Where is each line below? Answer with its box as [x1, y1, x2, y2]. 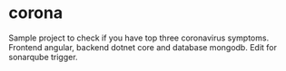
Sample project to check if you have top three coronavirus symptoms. [8, 32, 270, 43]
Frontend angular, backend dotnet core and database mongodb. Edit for [8, 41, 278, 52]
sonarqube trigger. [8, 51, 78, 62]
